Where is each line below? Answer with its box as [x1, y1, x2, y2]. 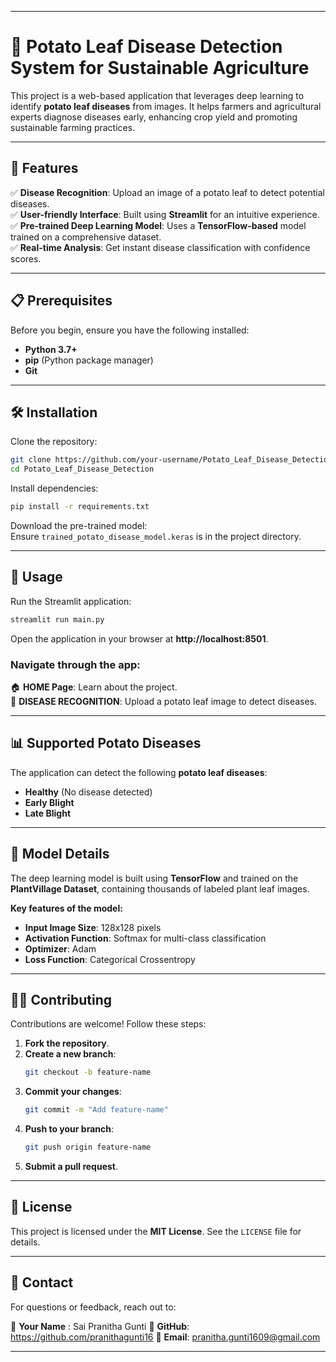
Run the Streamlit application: [10, 595, 132, 607]
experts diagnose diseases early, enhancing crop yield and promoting [10, 111, 298, 123]
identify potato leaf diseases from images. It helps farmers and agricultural [10, 100, 322, 112]
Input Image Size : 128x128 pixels [24, 921, 162, 933]
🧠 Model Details [10, 846, 110, 863]
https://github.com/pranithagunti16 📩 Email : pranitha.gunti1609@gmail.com [10, 1331, 321, 1343]
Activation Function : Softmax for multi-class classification [24, 932, 267, 944]
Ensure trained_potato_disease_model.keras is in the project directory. [10, 531, 302, 542]
